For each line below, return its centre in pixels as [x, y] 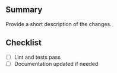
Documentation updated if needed [56, 64]
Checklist [24, 43]
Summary [24, 10]
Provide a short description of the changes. [59, 24]
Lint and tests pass [37, 57]
